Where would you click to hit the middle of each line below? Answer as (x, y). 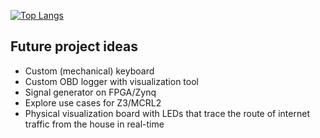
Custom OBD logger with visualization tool (111, 81)
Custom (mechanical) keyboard (89, 71)
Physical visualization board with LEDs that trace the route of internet (167, 113)
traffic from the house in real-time (94, 124)
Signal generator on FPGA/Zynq (90, 92)
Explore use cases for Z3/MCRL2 (93, 102)
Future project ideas (74, 46)
